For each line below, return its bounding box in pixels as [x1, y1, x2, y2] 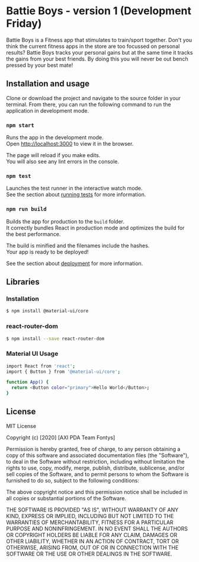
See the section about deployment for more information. [6, 260, 143, 267]
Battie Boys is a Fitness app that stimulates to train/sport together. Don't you [6, 36, 192, 43]
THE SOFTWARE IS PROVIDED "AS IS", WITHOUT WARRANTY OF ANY [6, 506, 179, 513]
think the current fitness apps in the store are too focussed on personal [6, 43, 180, 50]
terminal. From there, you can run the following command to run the [6, 101, 171, 108]
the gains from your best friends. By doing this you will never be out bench [6, 55, 188, 62]
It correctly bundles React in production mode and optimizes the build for [6, 224, 185, 231]
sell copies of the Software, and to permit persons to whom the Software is [6, 470, 190, 478]
